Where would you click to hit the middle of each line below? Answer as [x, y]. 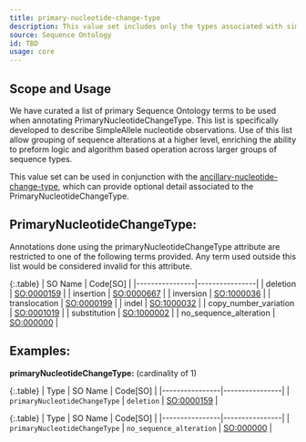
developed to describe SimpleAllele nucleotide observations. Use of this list [151, 129]
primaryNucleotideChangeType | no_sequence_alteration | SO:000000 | [141, 427]
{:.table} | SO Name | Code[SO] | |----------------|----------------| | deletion [153, 283]
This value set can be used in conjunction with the [104, 176]
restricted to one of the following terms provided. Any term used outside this [153, 256]
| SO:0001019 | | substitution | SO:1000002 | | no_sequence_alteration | [143, 313]
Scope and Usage [61, 89]
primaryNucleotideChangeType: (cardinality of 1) [103, 373]
